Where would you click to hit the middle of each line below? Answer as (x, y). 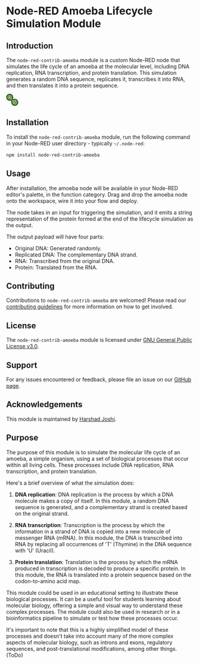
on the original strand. (42, 513)
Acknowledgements (44, 405)
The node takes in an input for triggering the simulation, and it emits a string (99, 212)
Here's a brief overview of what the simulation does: (70, 483)
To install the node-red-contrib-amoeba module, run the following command (98, 137)
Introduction (30, 46)
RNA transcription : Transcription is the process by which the (90, 525)
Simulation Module (54, 24)
